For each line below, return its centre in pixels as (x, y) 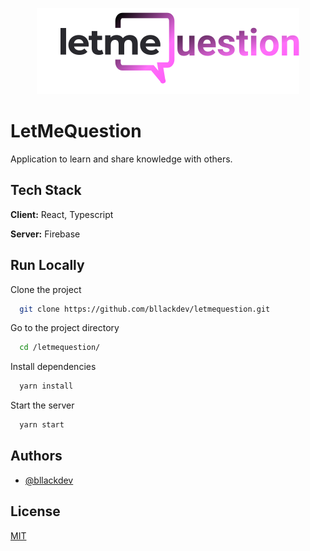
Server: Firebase (45, 234)
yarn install (46, 386)
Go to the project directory (65, 328)
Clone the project (46, 289)
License (35, 511)
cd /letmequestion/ (60, 348)
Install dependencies (53, 367)
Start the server (42, 405)
